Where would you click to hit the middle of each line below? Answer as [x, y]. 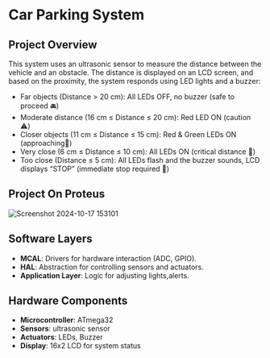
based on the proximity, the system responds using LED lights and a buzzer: [135, 81]
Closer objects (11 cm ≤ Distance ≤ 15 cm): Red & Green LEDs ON [128, 134]
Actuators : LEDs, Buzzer [61, 337]
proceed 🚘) [39, 106]
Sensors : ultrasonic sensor [65, 329]
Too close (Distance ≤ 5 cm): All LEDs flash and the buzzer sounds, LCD [140, 160]
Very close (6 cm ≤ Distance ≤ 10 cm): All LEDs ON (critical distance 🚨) [138, 152]
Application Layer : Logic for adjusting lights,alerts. [104, 275]
